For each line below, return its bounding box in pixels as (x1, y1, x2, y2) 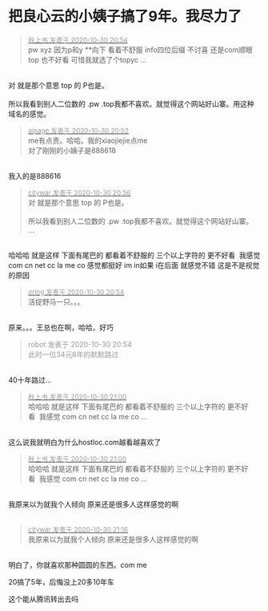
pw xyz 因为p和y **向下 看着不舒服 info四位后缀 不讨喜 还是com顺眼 (27, 45, 254, 55)
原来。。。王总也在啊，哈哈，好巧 (8, 322, 114, 332)
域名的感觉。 (8, 109, 50, 119)
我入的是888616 (8, 171, 62, 180)
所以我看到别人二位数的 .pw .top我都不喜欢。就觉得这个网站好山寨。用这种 (8, 99, 254, 108)
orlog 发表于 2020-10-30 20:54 (27, 287, 125, 297)
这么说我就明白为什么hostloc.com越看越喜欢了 (8, 437, 162, 447)
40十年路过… (8, 374, 52, 385)
